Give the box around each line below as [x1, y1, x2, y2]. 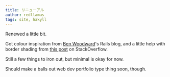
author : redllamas [5, 12, 44, 17]
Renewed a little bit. [5, 31, 47, 37]
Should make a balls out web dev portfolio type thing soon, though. [5, 66, 147, 72]
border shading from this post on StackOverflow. [5, 46, 108, 53]
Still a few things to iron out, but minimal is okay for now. [5, 56, 124, 62]
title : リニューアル [5, 7, 44, 13]
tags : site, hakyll [5, 17, 47, 22]
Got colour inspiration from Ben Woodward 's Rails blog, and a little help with [5, 41, 165, 47]
